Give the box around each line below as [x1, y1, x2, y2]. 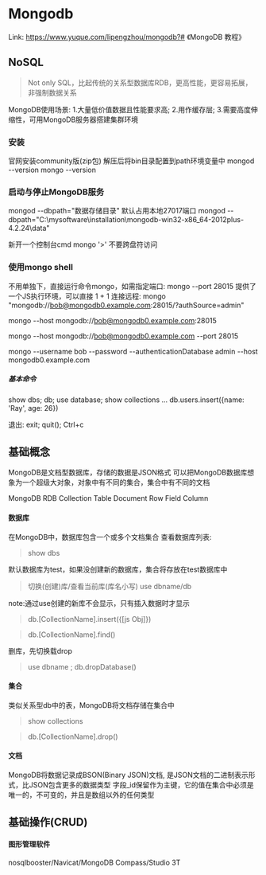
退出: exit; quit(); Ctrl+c [8, 420, 84, 429]
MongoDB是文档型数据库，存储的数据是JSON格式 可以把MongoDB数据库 [8, 467, 248, 478]
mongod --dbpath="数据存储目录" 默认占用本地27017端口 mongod [8, 206, 226, 216]
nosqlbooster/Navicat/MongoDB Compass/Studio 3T [8, 857, 181, 867]
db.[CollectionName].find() [27, 630, 116, 639]
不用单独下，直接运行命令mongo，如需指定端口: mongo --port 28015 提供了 [8, 281, 256, 291]
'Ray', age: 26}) [8, 403, 59, 412]
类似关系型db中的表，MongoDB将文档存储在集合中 [8, 700, 175, 709]
